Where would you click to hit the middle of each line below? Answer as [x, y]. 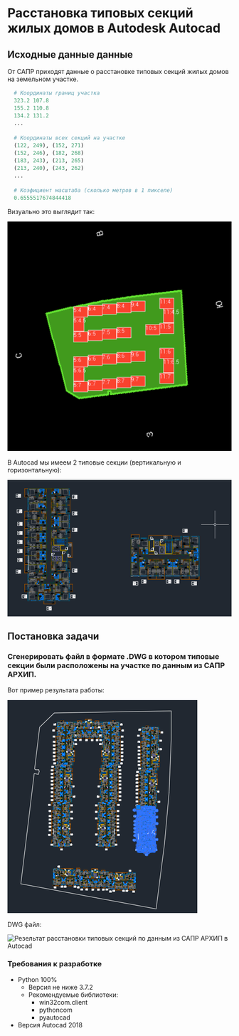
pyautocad [55, 1017]
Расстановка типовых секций [100, 13]
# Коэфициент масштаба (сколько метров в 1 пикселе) [94, 191]
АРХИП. [22, 675]
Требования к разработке [54, 964]
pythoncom [55, 1010]
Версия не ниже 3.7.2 [61, 987]
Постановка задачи [53, 636]
